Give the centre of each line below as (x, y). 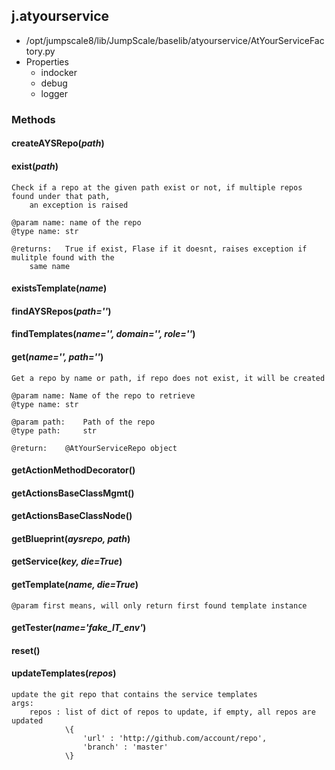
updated (27, 721)
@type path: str (54, 430)
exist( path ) (35, 166)
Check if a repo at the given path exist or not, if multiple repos (157, 187)
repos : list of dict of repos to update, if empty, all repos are (172, 712)
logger (54, 93)
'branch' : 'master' (125, 747)
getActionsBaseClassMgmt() (73, 493)
